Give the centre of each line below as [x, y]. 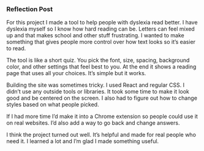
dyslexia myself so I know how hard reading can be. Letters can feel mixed [100, 29]
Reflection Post [30, 9]
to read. [16, 48]
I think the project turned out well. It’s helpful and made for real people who [101, 135]
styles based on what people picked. [53, 105]
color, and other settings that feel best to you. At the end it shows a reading [101, 67]
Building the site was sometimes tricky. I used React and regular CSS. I [96, 85]
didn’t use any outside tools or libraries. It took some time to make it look [98, 92]
